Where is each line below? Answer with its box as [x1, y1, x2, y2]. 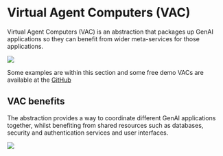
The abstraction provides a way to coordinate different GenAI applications [7, 113, 216, 122]
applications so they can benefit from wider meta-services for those [7, 34, 200, 43]
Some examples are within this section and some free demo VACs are [7, 68, 204, 76]
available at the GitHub [7, 76, 72, 84]
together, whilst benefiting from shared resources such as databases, [7, 121, 204, 129]
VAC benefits [7, 96, 65, 107]
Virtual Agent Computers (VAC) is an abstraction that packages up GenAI [7, 27, 214, 36]
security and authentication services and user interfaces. [7, 129, 169, 137]
